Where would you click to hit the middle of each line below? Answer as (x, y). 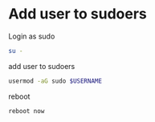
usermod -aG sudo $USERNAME (55, 81)
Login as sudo (32, 36)
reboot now (27, 111)
